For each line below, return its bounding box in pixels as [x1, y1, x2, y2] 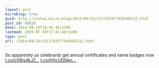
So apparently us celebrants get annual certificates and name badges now [5, 52, 155, 58]
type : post [5, 34, 27, 39]
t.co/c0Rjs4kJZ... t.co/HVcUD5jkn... [5, 57, 76, 63]
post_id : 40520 [5, 20, 36, 26]
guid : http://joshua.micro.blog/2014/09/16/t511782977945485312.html [5, 16, 149, 21]
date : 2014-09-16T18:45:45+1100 [5, 25, 71, 30]
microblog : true [5, 12, 38, 17]
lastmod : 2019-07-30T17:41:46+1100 [5, 30, 77, 34]
